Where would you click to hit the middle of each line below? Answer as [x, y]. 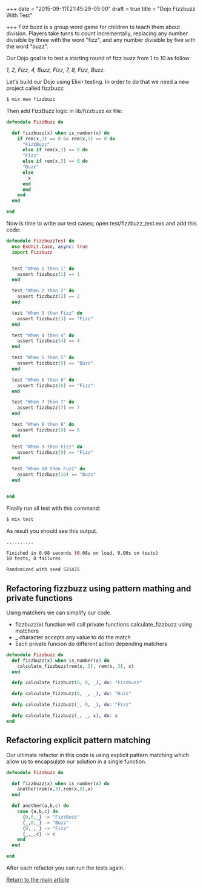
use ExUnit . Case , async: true [50, 246]
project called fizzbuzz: [35, 88]
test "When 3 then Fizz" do [47, 313]
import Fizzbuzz [32, 252]
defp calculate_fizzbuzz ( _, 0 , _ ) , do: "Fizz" [72, 705]
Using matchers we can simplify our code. [59, 613]
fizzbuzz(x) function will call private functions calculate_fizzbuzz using [103, 624]
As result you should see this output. [52, 530]
